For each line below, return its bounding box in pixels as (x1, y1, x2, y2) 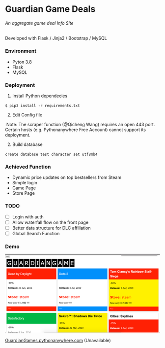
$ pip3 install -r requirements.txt (5, 103, 80, 108)
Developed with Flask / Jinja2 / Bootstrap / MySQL (5, 35, 107, 41)
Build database (12, 141, 43, 147)
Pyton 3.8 (12, 59, 32, 65)
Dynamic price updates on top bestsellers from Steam (12, 174, 122, 180)
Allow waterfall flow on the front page (12, 219, 89, 225)
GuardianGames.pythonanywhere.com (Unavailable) (5, 337, 111, 343)
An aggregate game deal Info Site (5, 20, 74, 26)
